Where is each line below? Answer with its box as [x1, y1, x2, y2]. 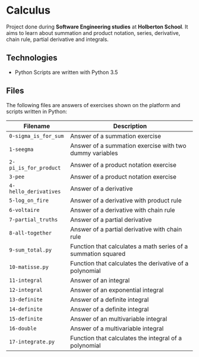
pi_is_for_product [9, 164, 61, 171]
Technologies [6, 53, 58, 63]
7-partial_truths [9, 216, 58, 223]
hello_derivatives [9, 188, 61, 195]
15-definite [9, 315, 43, 322]
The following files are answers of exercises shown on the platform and [6, 101, 181, 108]
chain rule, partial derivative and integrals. [6, 36, 109, 43]
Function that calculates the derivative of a [70, 259, 189, 267]
